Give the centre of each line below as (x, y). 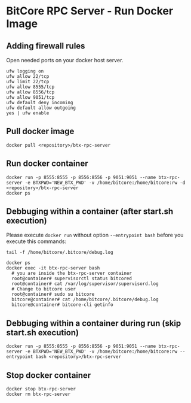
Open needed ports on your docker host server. (65, 60)
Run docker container (47, 164)
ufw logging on (25, 71)
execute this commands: (36, 241)
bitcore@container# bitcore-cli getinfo (62, 305)
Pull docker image (40, 131)
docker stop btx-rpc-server (41, 389)
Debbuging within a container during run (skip (94, 323)
